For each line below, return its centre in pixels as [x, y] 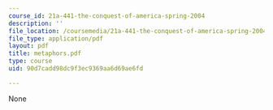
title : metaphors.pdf [45, 53]
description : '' [36, 23]
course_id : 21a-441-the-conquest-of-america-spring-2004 [107, 16]
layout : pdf [28, 46]
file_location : [34, 31]
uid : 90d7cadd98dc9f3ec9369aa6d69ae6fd [76, 69]
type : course [30, 61]
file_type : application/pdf [56, 38]
